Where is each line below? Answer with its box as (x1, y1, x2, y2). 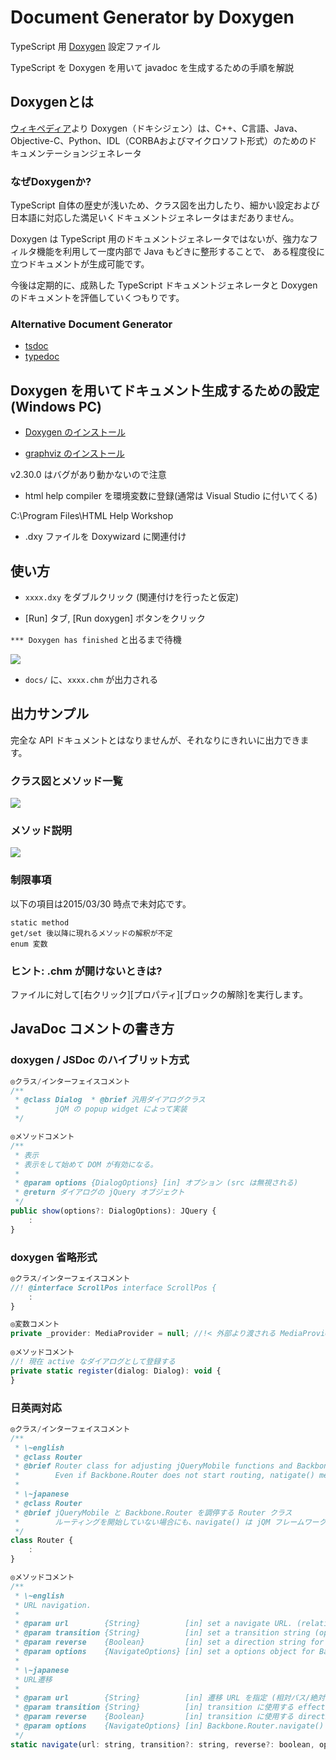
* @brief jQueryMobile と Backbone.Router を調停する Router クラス (14, 1507, 293, 1518)
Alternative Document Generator (10, 317, 173, 331)
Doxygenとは (10, 94, 94, 111)
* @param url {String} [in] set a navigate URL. (14, 1619, 293, 1629)
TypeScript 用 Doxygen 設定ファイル (10, 40, 161, 52)
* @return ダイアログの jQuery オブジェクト (14, 1187, 185, 1198)
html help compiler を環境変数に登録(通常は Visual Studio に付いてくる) (24, 490, 318, 502)
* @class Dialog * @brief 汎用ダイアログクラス (14, 1095, 206, 1105)
